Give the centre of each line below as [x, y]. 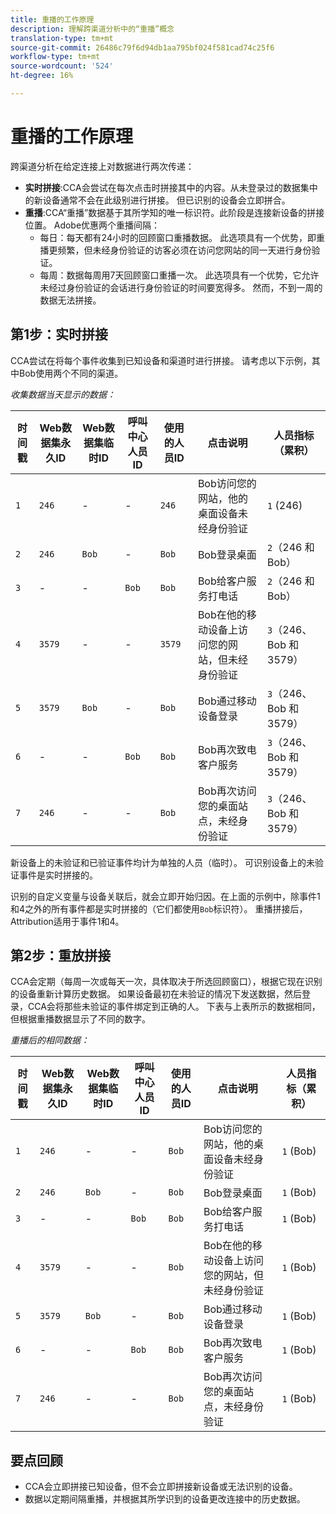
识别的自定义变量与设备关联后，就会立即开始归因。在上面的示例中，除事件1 [165, 896]
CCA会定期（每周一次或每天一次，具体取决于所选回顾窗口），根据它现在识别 [166, 982]
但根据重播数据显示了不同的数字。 [80, 1019]
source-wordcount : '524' [62, 66]
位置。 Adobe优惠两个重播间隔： [92, 225]
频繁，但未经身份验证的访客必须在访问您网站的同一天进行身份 [184, 250]
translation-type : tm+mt [62, 38]
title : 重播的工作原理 [52, 19]
